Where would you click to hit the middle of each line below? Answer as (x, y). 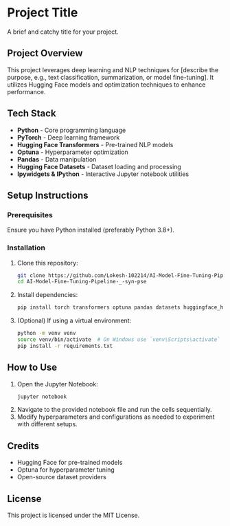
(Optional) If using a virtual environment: (74, 320)
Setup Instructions (48, 195)
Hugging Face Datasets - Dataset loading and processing (99, 166)
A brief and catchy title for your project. (63, 32)
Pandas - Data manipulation (57, 159)
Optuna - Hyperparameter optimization (72, 152)
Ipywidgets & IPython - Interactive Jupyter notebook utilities (103, 174)
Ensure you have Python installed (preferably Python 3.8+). (91, 230)
